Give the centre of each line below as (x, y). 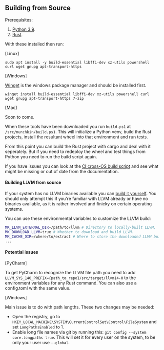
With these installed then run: (35, 44)
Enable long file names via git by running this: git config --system (79, 332)
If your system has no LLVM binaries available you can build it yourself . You (81, 194)
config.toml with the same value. (38, 288)
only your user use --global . (41, 342)
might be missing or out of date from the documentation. (62, 171)
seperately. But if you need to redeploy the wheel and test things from (75, 152)
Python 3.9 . (24, 29)
